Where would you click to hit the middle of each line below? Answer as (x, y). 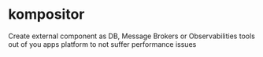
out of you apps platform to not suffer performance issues (102, 44)
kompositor (46, 14)
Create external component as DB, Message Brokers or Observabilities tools (132, 36)
